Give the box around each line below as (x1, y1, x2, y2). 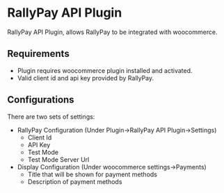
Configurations (7, 94, 74, 106)
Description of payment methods (27, 177, 122, 185)
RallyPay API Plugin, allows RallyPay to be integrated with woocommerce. (7, 28, 218, 36)
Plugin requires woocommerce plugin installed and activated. (17, 66, 193, 74)
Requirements (7, 48, 70, 60)
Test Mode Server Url (27, 155, 90, 164)
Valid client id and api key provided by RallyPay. (17, 74, 154, 82)
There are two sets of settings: (7, 112, 95, 121)
